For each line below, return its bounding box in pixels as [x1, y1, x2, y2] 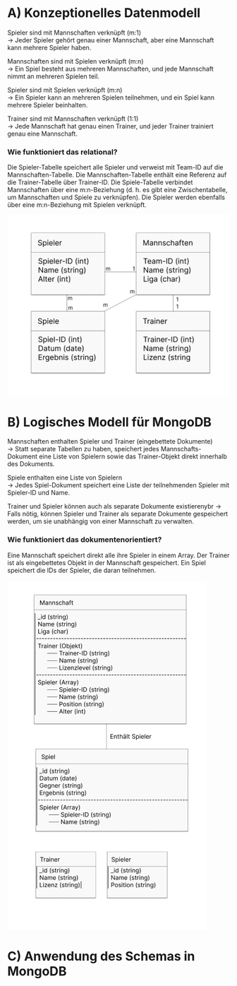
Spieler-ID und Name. [7, 489, 71, 497]
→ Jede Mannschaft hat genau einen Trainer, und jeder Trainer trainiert [7, 121, 214, 130]
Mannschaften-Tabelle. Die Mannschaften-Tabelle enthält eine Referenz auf [7, 171, 227, 179]
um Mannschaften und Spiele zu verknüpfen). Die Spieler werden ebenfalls [7, 193, 226, 202]
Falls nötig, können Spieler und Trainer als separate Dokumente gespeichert [7, 510, 228, 518]
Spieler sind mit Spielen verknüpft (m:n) [7, 85, 123, 94]
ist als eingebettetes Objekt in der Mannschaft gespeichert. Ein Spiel [7, 558, 206, 566]
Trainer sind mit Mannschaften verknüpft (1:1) [7, 114, 139, 123]
